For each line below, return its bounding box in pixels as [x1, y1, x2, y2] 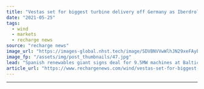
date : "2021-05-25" [6, 15, 56, 21]
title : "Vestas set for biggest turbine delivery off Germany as [6, 8, 175, 15]
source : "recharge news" [6, 43, 69, 49]
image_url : [6, 48, 34, 54]
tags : [6, 20, 20, 26]
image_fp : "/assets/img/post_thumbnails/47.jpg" [6, 54, 132, 60]
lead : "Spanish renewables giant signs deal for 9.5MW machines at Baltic [6, 59, 200, 65]
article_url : [6, 65, 39, 71]
